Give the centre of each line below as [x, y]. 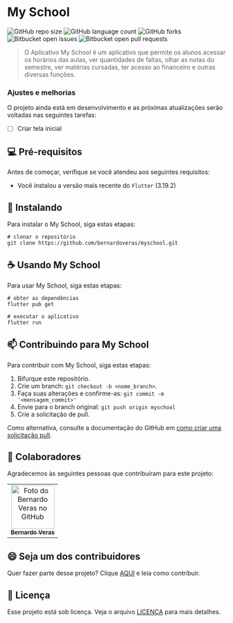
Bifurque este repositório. [53, 378]
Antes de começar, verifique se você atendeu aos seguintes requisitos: [109, 172]
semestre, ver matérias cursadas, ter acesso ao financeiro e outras [120, 67]
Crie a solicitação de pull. [53, 414]
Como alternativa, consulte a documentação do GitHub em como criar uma [114, 427]
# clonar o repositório [42, 237]
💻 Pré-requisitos [45, 151]
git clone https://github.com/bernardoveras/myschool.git [93, 243]
